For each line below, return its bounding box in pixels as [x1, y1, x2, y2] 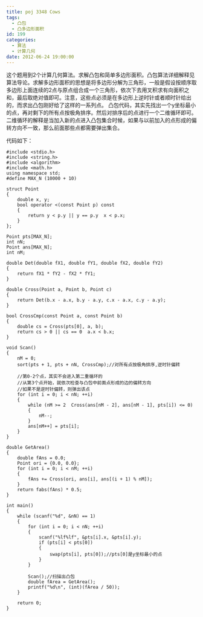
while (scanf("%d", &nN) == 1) [17, 513, 96, 519]
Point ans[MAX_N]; [6, 244, 53, 250]
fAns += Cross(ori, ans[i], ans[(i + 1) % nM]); [28, 476, 153, 482]
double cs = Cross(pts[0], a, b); [17, 323, 104, 329]
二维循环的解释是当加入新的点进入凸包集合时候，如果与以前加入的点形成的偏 [6, 116, 197, 124]
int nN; [6, 239, 26, 245]
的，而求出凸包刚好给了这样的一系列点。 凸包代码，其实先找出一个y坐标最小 [6, 101, 196, 109]
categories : [6, 37, 36, 43]
